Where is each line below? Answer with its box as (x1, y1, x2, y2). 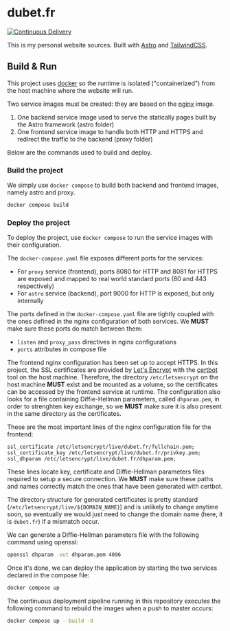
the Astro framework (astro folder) (16, 120, 115, 129)
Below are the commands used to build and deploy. (7, 148, 152, 156)
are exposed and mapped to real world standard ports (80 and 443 (16, 275, 207, 283)
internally (16, 297, 44, 305)
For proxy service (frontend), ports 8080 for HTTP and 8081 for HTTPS (16, 267, 218, 276)
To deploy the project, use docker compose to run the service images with (7, 234, 214, 242)
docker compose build (7, 201, 69, 209)
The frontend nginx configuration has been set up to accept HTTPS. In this (7, 359, 218, 367)
